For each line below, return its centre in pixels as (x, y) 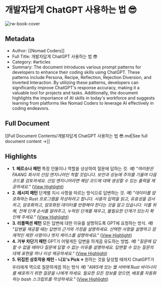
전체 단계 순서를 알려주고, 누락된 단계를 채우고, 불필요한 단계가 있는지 (84, 211)
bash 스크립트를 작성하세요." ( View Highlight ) (65, 279)
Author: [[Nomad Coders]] (38, 50)
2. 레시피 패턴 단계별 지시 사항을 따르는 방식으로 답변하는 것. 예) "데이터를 (81, 193)
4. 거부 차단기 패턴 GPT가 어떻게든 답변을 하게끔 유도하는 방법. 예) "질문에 (81, 241)
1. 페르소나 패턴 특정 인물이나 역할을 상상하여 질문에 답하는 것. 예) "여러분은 (83, 169)
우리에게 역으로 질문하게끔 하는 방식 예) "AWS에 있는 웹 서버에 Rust (76, 267)
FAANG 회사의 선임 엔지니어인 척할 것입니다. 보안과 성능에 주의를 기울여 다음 (84, 175)
